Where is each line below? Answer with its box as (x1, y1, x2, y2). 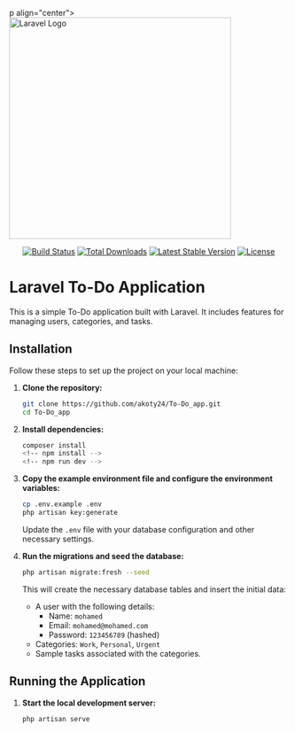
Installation (9, 341, 73, 357)
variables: (21, 483, 60, 494)
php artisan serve (21, 714, 90, 723)
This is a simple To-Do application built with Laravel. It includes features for (9, 306, 284, 317)
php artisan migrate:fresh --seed (21, 567, 150, 577)
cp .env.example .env (21, 500, 102, 509)
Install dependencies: (21, 424, 105, 434)
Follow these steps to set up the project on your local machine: (9, 365, 238, 376)
